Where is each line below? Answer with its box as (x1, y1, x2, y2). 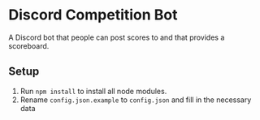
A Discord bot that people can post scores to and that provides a (8, 32, 225, 42)
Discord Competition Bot (8, 6, 178, 24)
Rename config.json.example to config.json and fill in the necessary (19, 95, 252, 105)
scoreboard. (8, 41, 50, 50)
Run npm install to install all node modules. (19, 86, 167, 96)
